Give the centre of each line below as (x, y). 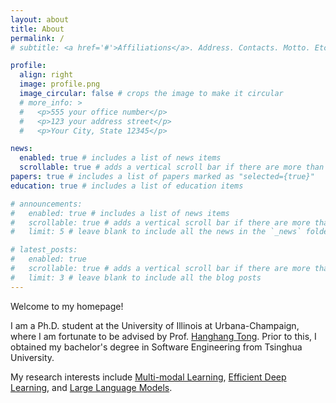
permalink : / (37, 38)
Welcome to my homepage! (67, 306)
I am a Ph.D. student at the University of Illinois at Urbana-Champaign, (155, 325)
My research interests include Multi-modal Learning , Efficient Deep (148, 377)
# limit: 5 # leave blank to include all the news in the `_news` (156, 232)
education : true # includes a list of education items (127, 186)
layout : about (40, 19)
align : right (46, 75)
